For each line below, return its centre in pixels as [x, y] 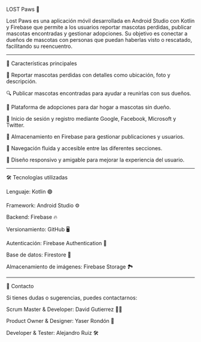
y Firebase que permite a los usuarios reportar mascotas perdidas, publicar [99, 27]
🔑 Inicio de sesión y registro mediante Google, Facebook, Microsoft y [91, 119]
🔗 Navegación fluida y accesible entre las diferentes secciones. [84, 148]
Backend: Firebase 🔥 [32, 217]
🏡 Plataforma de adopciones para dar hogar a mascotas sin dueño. [89, 107]
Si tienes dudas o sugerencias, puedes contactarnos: [72, 298]
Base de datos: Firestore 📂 [39, 255]
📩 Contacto [20, 286]
